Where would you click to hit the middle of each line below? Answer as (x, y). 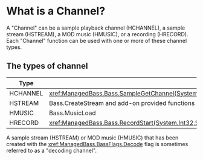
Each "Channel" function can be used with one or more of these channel (97, 40)
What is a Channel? (56, 11)
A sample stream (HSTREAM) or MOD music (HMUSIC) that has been (92, 138)
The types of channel (47, 66)
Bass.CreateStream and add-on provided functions (122, 103)
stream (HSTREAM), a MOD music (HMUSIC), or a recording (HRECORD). (97, 34)
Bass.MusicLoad (72, 113)
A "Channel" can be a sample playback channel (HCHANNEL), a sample (96, 28)
